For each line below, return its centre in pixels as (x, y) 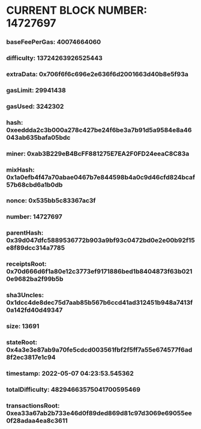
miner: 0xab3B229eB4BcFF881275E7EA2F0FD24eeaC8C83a (98, 154)
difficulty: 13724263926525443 (55, 58)
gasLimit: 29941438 (36, 90)
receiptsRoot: (26, 264)
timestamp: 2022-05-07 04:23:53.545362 (70, 373)
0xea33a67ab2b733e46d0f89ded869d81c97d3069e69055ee (99, 413)
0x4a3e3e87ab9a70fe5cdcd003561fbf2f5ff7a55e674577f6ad (99, 350)
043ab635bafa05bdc (38, 137)
